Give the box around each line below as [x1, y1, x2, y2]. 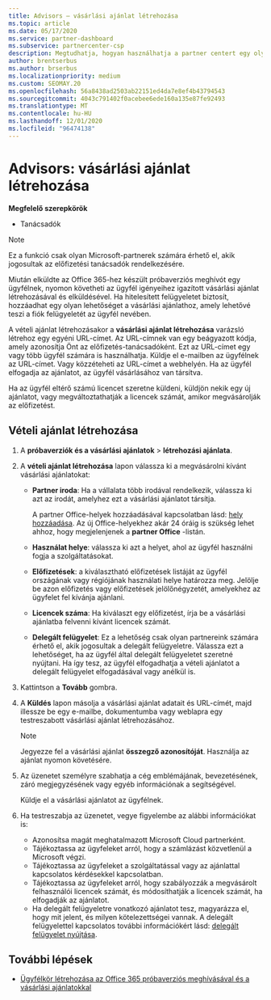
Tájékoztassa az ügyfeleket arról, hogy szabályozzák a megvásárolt [31, 878, 257, 888]
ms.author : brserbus [8, 65, 78, 73]
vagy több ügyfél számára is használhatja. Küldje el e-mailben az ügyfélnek [8, 350, 260, 360]
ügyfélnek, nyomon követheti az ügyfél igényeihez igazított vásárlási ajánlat [8, 283, 260, 293]
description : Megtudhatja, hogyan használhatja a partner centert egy [8, 49, 251, 57]
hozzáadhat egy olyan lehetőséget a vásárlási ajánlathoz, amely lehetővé [8, 300, 252, 310]
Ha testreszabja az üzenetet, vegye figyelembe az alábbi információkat [19, 810, 256, 821]
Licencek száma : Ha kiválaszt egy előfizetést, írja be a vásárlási [31, 608, 246, 618]
